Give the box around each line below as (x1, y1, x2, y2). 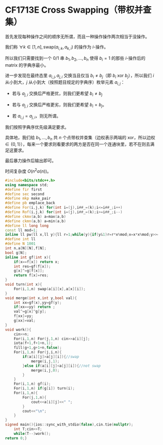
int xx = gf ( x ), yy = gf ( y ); (14, 300, 62, 305)
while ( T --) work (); (14, 431, 51, 436)
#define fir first (5, 187, 42, 192)
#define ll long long (5, 223, 49, 228)
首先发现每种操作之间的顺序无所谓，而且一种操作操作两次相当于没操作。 (5, 34, 149, 39)
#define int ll (5, 237, 36, 242)
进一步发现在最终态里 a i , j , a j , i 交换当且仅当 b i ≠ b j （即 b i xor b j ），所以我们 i (5, 72, 154, 79)
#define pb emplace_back (5, 200, 55, 206)
